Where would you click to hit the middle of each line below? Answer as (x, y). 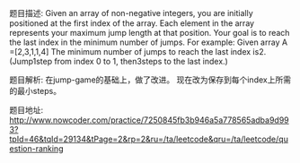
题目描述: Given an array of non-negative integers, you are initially (131, 13)
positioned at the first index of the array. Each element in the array (132, 23)
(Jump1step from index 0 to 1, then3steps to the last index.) (119, 61)
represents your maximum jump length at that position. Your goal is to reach (150, 33)
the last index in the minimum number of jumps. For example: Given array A (149, 42)
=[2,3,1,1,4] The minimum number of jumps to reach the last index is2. (138, 51)
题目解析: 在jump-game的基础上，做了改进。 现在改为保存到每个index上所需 (150, 80)
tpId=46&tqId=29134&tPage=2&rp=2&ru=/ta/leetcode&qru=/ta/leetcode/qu (149, 139)
